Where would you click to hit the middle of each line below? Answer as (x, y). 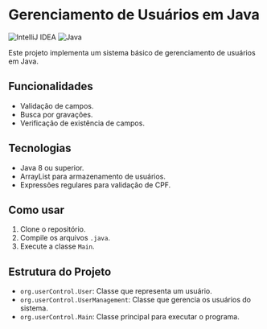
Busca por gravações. (56, 114)
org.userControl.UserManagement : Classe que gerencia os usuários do (136, 300)
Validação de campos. (57, 105)
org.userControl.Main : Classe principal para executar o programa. (129, 317)
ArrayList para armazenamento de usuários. (93, 176)
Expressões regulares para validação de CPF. (95, 185)
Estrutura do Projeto (60, 271)
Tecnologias (40, 148)
